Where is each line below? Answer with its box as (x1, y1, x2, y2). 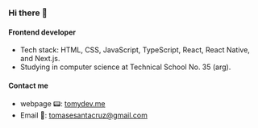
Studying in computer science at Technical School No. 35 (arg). (19, 62, 231, 72)
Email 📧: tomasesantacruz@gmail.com (19, 110, 148, 120)
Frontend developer (8, 27, 77, 37)
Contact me (8, 81, 48, 90)
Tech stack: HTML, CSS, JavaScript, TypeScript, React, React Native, (19, 45, 250, 55)
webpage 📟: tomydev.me (19, 99, 106, 109)
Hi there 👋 (8, 7, 48, 19)
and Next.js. (19, 54, 60, 64)
